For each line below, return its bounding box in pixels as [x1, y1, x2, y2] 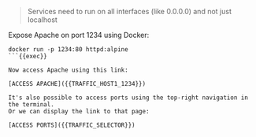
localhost [27, 15, 58, 24]
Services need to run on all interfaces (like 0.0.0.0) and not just [27, 7, 232, 16]
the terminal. [8, 101, 55, 109]
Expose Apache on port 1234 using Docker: [8, 31, 150, 39]
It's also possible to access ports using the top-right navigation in [8, 94, 248, 102]
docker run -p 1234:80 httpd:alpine [8, 46, 128, 54]
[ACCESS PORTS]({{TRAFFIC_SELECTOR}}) [8, 121, 135, 129]
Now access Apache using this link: [8, 66, 128, 74]
